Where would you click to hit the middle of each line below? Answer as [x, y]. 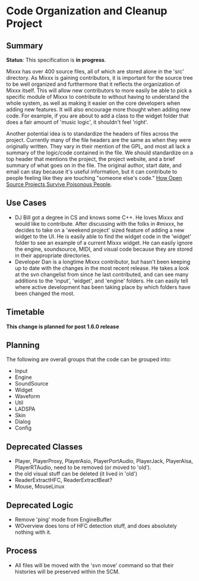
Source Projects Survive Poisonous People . [59, 184]
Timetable [25, 312]
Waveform [27, 396]
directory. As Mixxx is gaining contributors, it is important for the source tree [99, 78]
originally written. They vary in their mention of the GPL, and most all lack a [98, 146]
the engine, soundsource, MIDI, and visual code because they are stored [104, 249]
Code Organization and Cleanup [87, 11]
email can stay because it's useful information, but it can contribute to [92, 172]
